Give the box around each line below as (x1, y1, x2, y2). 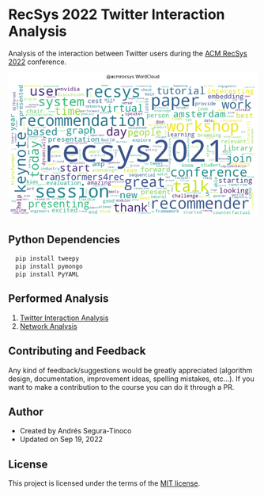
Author (8, 405, 43, 418)
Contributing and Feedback (8, 345, 146, 358)
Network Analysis (19, 321, 77, 330)
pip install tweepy (15, 254, 80, 262)
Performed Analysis (8, 292, 109, 306)
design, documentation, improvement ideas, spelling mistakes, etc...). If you (8, 374, 255, 383)
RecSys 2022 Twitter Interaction (8, 6, 225, 24)
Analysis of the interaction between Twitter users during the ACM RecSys (8, 48, 247, 58)
